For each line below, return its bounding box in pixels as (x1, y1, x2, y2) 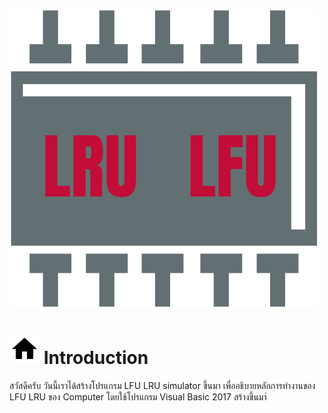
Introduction (43, 347, 149, 369)
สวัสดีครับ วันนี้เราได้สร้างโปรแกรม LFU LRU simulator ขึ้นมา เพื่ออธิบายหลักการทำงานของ (9, 379, 316, 391)
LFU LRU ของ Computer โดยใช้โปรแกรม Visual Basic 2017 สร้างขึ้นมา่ (9, 390, 267, 403)
